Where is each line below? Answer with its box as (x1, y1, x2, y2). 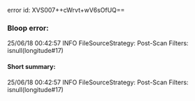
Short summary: (7, 62, 56, 70)
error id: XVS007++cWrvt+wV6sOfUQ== (7, 6, 125, 14)
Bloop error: (7, 23, 49, 33)
